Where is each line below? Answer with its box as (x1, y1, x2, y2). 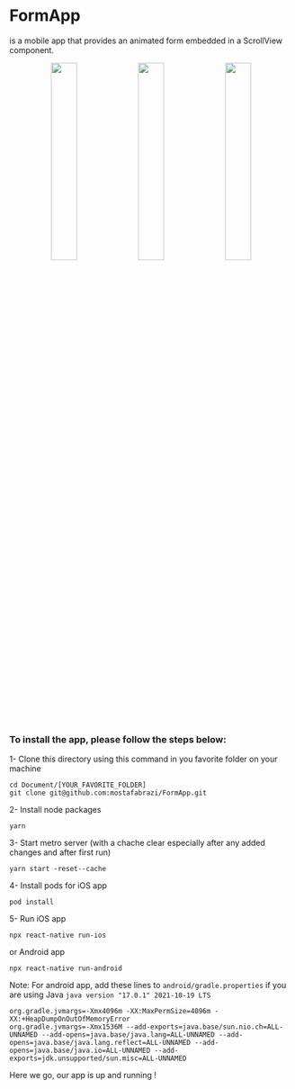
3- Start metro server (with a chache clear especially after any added (9, 838, 265, 849)
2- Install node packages (9, 805, 102, 815)
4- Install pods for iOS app (9, 880, 108, 891)
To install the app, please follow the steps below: (9, 733, 227, 745)
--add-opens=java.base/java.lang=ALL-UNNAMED (41, 1030, 216, 1039)
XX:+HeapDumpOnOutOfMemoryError (9, 1014, 130, 1024)
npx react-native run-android (9, 964, 123, 973)
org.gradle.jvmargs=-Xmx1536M (9, 1022, 123, 1031)
